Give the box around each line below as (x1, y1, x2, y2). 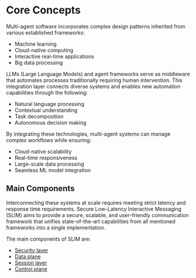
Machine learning (14, 40, 57, 47)
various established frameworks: (6, 29, 85, 36)
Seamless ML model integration (14, 166, 91, 173)
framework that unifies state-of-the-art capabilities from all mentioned (6, 218, 176, 225)
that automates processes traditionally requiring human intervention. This (6, 77, 183, 84)
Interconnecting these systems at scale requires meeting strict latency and (6, 199, 186, 206)
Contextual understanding (14, 107, 78, 114)
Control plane (14, 265, 48, 272)
